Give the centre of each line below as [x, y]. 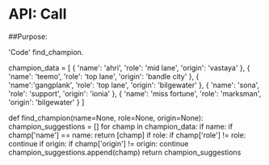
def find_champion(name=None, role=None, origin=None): [106, 117]
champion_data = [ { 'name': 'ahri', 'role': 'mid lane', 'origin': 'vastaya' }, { [129, 68]
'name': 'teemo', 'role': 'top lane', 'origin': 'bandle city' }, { [104, 76]
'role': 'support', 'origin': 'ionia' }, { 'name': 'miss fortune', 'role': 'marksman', [135, 93]
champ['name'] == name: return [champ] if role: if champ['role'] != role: [127, 135]
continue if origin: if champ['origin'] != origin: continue [99, 143]
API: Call [38, 14]
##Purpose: [28, 36]
